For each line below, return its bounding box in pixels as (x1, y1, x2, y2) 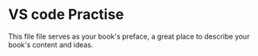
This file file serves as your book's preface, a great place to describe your (8, 32, 250, 41)
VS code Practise (8, 6, 125, 24)
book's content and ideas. (8, 39, 94, 49)
